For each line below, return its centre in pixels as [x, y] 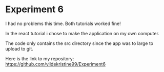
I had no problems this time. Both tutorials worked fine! [63, 23]
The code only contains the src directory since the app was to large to [79, 43]
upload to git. [19, 49]
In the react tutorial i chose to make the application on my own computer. [83, 33]
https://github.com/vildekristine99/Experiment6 [56, 64]
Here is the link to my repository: [40, 58]
